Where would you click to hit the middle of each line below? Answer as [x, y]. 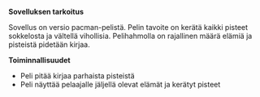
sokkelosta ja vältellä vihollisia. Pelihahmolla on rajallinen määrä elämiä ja [130, 36]
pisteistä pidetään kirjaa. [50, 44]
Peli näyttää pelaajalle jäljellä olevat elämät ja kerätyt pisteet [120, 84]
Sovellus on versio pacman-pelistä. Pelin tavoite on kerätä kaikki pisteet [128, 27]
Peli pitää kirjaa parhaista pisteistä [78, 76]
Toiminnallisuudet [39, 60]
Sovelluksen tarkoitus [46, 12]
